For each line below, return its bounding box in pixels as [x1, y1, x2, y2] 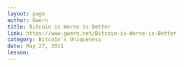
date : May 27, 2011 [7, 43, 64, 50]
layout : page [7, 10, 45, 17]
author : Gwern [7, 17, 49, 24]
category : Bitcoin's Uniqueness [7, 36, 101, 43]
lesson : [7, 50, 30, 57]
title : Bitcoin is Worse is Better [7, 23, 111, 30]
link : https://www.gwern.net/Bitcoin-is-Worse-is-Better [7, 29, 177, 37]
